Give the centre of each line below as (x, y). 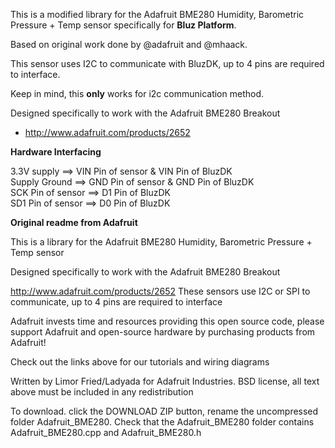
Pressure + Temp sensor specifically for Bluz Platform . (123, 25)
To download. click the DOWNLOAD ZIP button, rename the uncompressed (164, 411)
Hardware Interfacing (56, 152)
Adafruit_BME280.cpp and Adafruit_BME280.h (106, 432)
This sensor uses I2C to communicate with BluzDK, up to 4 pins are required (167, 63)
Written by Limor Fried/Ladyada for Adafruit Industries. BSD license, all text (165, 381)
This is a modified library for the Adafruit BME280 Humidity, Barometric (157, 14)
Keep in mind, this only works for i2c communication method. (137, 93)
